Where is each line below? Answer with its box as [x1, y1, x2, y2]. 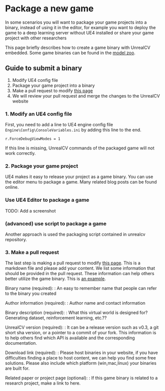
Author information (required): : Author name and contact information [5, 300, 146, 306]
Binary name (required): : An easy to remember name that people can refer [5, 285, 157, 291]
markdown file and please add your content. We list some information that [5, 265, 155, 271]
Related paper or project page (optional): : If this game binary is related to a [5, 375, 158, 381]
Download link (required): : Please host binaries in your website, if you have [5, 350, 159, 355]
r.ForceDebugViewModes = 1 [5, 137, 61, 142]
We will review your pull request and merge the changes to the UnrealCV [12, 93, 160, 99]
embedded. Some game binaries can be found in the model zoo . [5, 50, 135, 56]
